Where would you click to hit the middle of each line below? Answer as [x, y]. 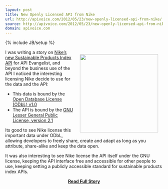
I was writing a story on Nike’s [36, 52]
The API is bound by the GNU [43, 110]
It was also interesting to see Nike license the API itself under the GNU [77, 156]
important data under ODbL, [34, 135]
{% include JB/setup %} [30, 42]
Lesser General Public [35, 115]
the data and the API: [27, 84]
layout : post [19, 10]
